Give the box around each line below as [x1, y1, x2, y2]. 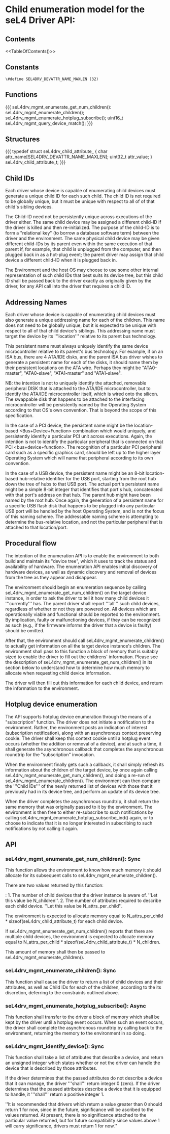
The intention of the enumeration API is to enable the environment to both [5, 552, 159, 559]
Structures [5, 135, 40, 144]
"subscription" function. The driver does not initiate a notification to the [5, 719, 155, 725]
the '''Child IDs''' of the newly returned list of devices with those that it [5, 783, 153, 789]
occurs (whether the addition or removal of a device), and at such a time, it [5, 740, 161, 746]
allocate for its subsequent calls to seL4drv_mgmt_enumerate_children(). [5, 872, 157, 879]
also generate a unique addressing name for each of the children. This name [5, 317, 165, 323]
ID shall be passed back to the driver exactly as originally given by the [5, 278, 152, 284]
